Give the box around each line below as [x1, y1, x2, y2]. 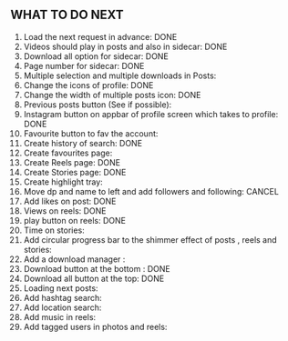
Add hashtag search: [23, 292, 103, 303]
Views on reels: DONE [23, 205, 108, 216]
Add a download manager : [23, 254, 126, 265]
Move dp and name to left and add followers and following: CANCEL [23, 186, 279, 196]
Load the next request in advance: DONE [23, 31, 178, 42]
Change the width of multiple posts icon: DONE [23, 89, 201, 100]
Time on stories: [23, 225, 85, 236]
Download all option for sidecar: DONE [23, 50, 170, 62]
